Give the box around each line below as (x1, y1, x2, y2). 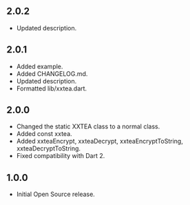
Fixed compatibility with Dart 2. (16, 152, 105, 160)
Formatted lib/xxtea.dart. (16, 84, 87, 92)
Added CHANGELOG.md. (16, 69, 88, 78)
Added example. (16, 62, 63, 70)
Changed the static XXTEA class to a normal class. (16, 122, 160, 130)
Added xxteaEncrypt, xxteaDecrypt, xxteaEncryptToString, (16, 137, 183, 146)
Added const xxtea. (16, 130, 73, 138)
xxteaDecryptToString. (16, 144, 81, 153)
